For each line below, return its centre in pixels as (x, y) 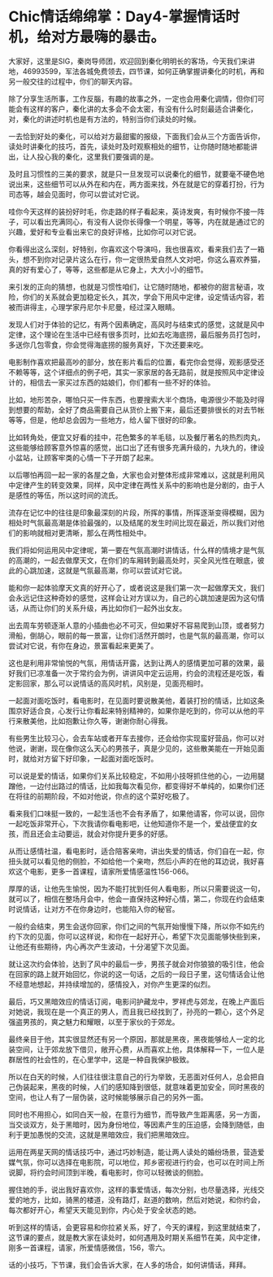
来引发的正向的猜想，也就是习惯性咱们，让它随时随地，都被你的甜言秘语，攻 (136, 286)
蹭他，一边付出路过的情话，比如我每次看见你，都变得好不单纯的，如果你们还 (136, 786)
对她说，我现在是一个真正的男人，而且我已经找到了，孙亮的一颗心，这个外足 (136, 1011)
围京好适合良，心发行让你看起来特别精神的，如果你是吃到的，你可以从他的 (133, 710)
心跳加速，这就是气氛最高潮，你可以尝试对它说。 (104, 570)
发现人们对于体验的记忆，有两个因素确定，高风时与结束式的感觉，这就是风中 (136, 324)
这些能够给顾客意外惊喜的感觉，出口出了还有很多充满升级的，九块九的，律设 (136, 447)
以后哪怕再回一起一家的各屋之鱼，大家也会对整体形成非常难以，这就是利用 (133, 475)
